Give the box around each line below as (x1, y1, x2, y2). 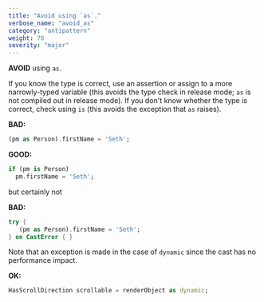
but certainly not (8, 187, 62, 197)
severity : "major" (8, 42, 69, 50)
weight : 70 (8, 34, 45, 42)
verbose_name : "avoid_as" (8, 19, 94, 27)
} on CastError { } (8, 232, 73, 240)
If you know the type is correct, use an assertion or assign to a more (8, 79, 233, 89)
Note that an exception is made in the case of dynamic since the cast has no (8, 247, 257, 256)
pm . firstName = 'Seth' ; (15, 173, 94, 181)
